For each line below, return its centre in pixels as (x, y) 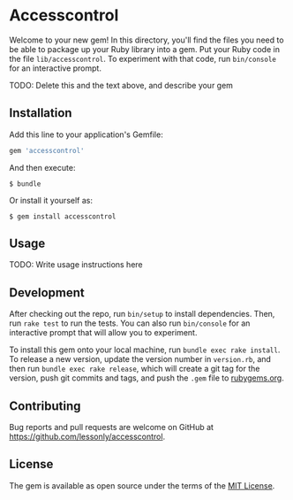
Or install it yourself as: (51, 200)
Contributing (45, 406)
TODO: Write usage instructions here (76, 265)
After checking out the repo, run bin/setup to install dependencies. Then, (142, 314)
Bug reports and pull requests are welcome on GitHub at (112, 427)
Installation (41, 113)
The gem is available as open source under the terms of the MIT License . (142, 485)
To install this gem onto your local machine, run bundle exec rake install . (145, 350)
